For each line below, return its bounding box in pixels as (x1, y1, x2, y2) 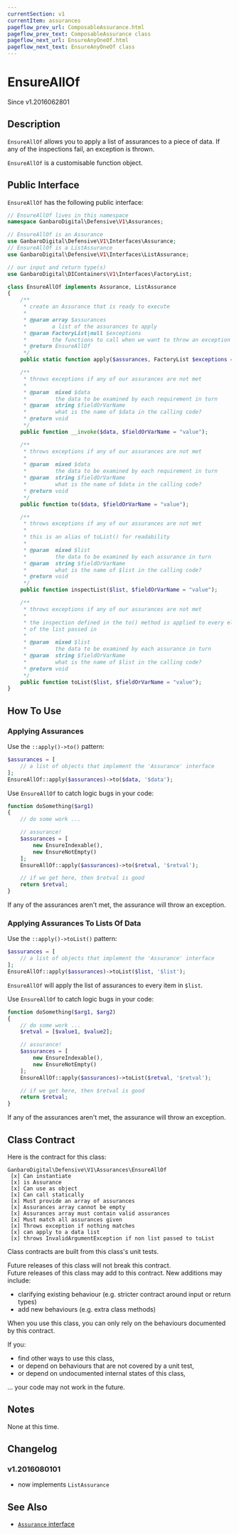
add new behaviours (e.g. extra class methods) (17, 1305, 156, 1313)
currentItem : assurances (7, 17, 81, 24)
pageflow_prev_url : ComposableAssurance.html (7, 23, 144, 31)
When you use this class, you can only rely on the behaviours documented (7, 1319, 226, 1327)
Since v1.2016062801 (7, 97, 70, 106)
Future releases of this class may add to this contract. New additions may (7, 1268, 223, 1277)
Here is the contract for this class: (7, 1152, 107, 1161)
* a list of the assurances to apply (23, 323, 158, 330)
